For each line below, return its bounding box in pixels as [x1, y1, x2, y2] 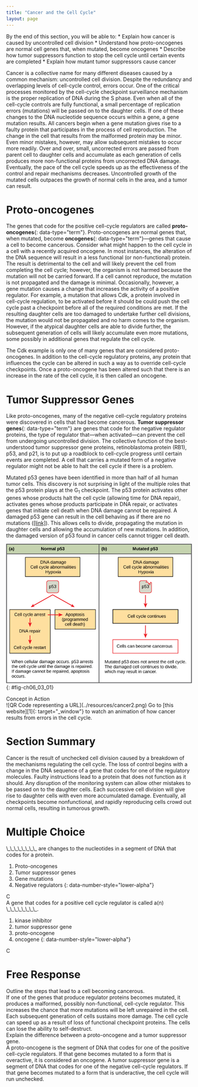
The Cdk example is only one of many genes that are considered [6, 347, 163, 354]
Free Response [6, 968, 81, 981]
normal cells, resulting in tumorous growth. [6, 804, 110, 812]
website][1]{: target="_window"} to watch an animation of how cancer [6, 708, 176, 715]
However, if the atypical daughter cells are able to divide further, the [6, 323, 171, 330]
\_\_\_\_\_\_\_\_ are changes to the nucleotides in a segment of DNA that [6, 845, 177, 852]
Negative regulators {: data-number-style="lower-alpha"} [14, 881, 154, 888]
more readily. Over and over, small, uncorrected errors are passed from [6, 145, 179, 152]
